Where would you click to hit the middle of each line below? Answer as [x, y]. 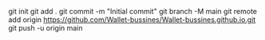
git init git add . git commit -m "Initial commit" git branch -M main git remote [133, 11]
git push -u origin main [45, 28]
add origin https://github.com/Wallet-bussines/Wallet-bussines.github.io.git [132, 20]
